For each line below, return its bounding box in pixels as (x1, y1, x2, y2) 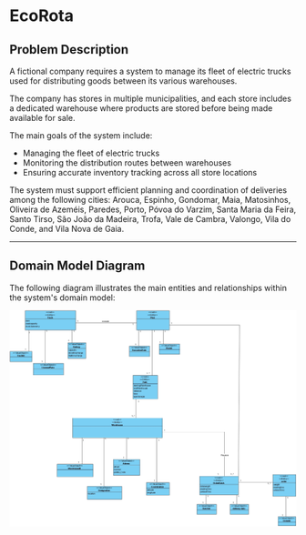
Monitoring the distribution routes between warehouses (22, 157, 232, 168)
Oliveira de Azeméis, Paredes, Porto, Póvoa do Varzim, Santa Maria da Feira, (9, 204, 297, 215)
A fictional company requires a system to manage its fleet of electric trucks (9, 66, 291, 76)
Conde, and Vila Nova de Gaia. (9, 224, 125, 234)
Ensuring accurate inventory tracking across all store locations (22, 167, 258, 177)
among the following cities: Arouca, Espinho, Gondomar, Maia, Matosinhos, (9, 195, 291, 205)
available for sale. (9, 113, 76, 123)
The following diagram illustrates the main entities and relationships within (9, 282, 287, 293)
